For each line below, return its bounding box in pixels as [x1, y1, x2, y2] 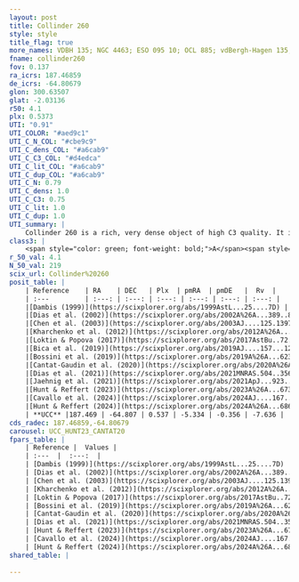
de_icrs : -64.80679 [9, 79, 82, 88]
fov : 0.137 [9, 63, 50, 72]
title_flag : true [9, 37, 74, 47]
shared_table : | [9, 551, 69, 560]
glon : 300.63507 [9, 87, 69, 96]
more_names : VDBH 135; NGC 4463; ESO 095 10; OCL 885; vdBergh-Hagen [9, 46, 273, 55]
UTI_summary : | [9, 220, 66, 229]
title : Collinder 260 [9, 21, 90, 30]
